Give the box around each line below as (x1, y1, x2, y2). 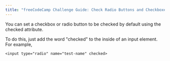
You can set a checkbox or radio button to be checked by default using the (5, 21, 161, 27)
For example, (5, 41, 33, 47)
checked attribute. (5, 26, 44, 32)
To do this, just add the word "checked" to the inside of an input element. (5, 36, 158, 42)
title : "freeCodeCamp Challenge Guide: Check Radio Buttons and (5, 7, 144, 12)
